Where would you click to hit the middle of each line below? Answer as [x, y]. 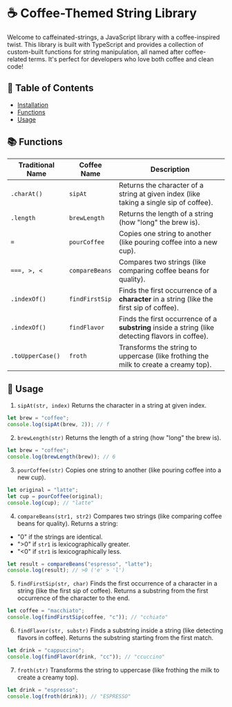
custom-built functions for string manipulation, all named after [95, 52]
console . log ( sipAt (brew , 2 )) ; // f [58, 425]
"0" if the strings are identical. [60, 537]
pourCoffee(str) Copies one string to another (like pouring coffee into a [119, 470]
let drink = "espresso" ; [43, 690]
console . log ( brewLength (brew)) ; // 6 [61, 457]
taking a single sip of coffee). [166, 202]
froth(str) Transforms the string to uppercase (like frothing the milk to [118, 670]
